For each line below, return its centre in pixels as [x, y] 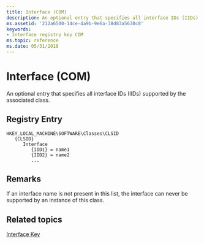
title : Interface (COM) [37, 12]
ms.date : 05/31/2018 [33, 47]
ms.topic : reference [33, 40]
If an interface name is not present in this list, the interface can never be [97, 194]
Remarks [24, 179]
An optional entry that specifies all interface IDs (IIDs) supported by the [96, 93]
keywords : [19, 29]
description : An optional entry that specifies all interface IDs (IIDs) [103, 18]
